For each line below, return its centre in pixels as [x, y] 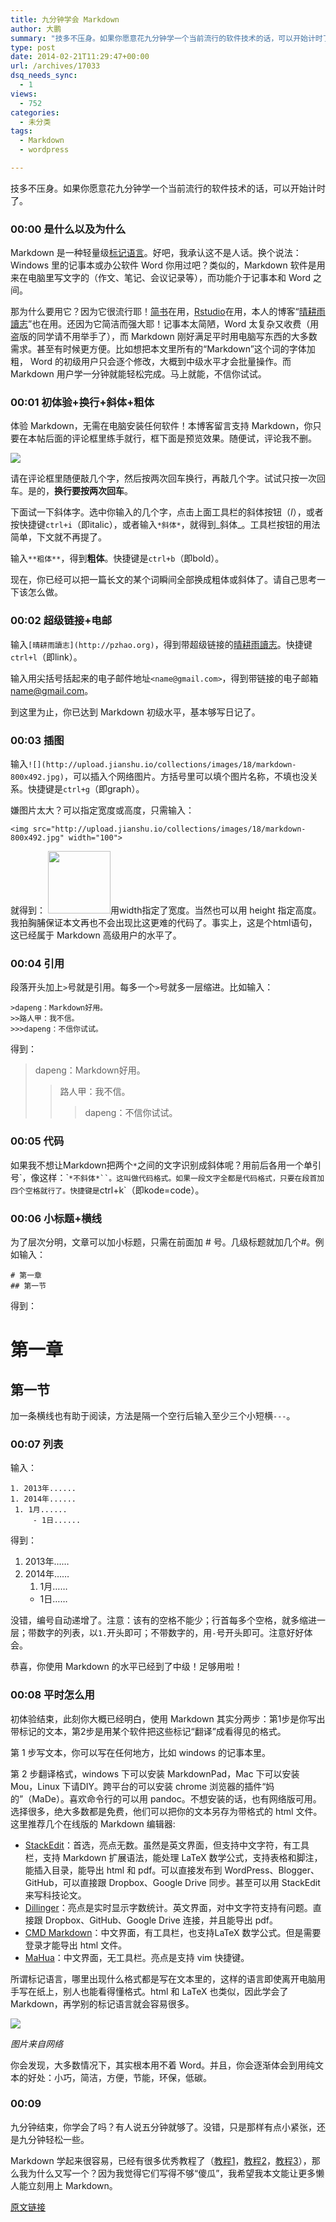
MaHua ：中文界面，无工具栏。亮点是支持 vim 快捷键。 [137, 1957]
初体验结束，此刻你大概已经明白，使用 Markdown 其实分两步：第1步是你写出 [168, 1718]
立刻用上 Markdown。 [72, 2185]
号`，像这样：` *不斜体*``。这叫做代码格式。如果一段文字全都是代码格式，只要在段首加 [167, 1177]
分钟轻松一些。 [58, 2139]
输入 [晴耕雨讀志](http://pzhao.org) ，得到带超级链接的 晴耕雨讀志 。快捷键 [161, 644]
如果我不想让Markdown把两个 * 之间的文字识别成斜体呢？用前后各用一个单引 [166, 1165]
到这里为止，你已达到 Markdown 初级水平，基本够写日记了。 [135, 712]
